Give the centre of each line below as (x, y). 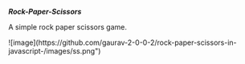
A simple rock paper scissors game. (67, 27)
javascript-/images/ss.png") (55, 51)
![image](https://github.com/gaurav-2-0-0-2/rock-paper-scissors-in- (122, 42)
